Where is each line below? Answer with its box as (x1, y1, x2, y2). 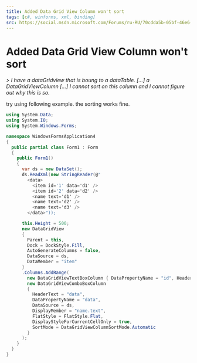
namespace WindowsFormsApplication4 (6, 133, 96, 139)
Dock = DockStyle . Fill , (27, 242, 85, 248)
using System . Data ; (6, 112, 54, 118)
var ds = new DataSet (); (21, 166, 83, 172)
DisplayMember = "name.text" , (32, 308, 107, 314)
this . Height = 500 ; (21, 221, 69, 227)
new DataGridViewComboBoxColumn (27, 280, 107, 287)
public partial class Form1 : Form (11, 144, 98, 150)
